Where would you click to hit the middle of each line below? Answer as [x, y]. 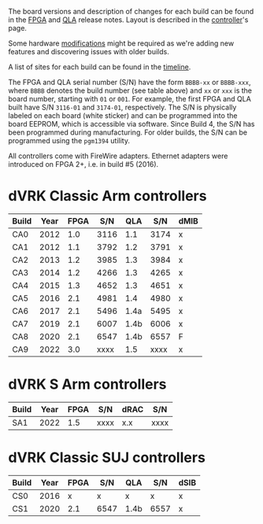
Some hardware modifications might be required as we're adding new [121, 43]
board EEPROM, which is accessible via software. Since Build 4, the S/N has [131, 124]
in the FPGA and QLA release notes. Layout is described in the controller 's [128, 20]
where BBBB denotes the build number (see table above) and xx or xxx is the [130, 90]
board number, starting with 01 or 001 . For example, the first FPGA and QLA [130, 99]
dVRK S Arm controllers [87, 384]
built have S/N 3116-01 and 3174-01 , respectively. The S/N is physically [122, 107]
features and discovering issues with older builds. [89, 52]
